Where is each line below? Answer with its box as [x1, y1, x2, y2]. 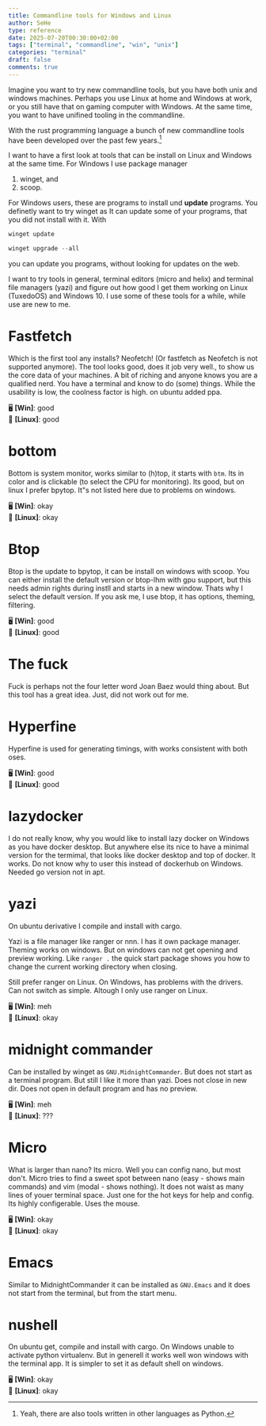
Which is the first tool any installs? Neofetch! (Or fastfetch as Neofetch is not [8, 354, 258, 363]
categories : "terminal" [8, 48, 87, 56]
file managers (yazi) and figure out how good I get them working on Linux [8, 283, 248, 292]
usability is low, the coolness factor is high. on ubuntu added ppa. [8, 388, 222, 397]
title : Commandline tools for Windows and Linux [8, 11, 172, 20]
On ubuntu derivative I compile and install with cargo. [8, 921, 182, 931]
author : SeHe [8, 19, 51, 27]
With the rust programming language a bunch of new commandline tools [8, 125, 245, 135]
